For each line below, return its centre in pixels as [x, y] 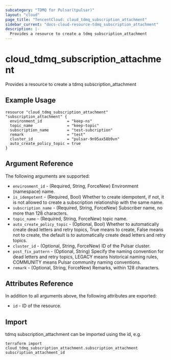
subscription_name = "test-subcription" [62, 130]
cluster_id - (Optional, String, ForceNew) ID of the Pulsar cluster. [81, 246]
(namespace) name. [34, 191]
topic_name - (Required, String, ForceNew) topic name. [70, 219]
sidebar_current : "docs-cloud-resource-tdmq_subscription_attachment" [82, 24]
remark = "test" [48, 134]
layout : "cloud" [22, 15]
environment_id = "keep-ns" [51, 121]
